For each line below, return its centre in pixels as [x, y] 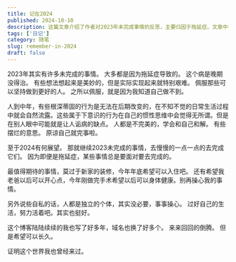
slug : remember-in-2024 [42, 46]
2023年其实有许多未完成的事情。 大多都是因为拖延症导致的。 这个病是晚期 [115, 74]
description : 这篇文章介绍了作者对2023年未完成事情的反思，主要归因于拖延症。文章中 [118, 27]
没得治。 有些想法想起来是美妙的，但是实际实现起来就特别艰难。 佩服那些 [113, 82]
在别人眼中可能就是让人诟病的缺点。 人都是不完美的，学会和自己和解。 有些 [117, 124]
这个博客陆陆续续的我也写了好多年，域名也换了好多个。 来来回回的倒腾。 [113, 227]
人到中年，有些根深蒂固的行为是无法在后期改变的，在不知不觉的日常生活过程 [118, 106]
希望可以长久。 [35, 236]
